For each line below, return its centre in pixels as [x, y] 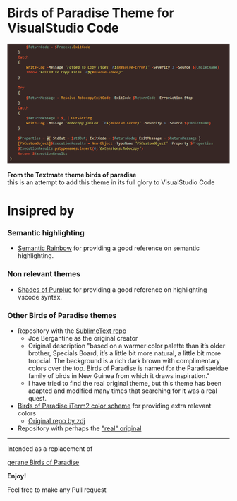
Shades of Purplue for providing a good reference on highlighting [112, 289]
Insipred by [41, 211]
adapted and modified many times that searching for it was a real [122, 391]
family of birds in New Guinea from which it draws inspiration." [119, 376]
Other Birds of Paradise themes [62, 315]
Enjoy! [17, 476]
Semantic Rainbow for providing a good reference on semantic [108, 248]
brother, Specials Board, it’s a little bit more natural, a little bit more [124, 353]
